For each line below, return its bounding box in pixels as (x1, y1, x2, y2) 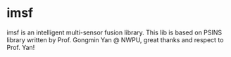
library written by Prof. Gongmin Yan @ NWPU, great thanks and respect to (6, 35, 224, 44)
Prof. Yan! (6, 43, 35, 51)
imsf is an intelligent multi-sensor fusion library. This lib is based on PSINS (6, 28, 223, 37)
